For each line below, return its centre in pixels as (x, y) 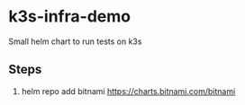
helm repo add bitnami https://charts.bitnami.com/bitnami (128, 91)
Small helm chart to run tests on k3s (75, 41)
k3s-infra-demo (70, 17)
